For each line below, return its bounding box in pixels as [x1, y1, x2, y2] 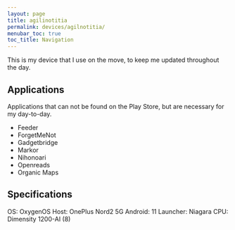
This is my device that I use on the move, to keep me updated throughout [7, 56, 220, 64]
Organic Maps [17, 168, 59, 177]
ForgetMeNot [17, 131, 56, 139]
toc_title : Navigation [7, 37, 74, 44]
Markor [17, 146, 39, 154]
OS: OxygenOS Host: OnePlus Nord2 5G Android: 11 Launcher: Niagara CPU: [7, 207, 229, 215]
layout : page [7, 10, 46, 18]
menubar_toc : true [7, 30, 61, 37]
